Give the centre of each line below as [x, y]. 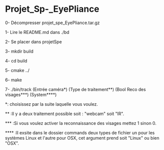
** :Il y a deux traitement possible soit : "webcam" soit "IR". [65, 114]
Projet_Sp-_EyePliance [52, 9]
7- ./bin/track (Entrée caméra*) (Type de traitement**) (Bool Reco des [75, 89]
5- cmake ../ [17, 70]
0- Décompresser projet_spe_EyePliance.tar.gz [53, 23]
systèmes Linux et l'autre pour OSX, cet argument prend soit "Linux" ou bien [82, 138]
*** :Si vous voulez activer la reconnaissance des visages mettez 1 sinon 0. [81, 123]
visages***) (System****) [31, 94]
